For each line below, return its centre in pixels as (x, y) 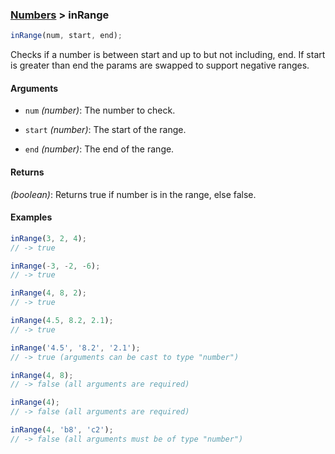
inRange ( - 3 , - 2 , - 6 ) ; (55, 266)
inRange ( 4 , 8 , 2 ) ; (48, 293)
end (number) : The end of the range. (99, 149)
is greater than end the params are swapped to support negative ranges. (160, 65)
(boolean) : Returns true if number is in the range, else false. (133, 194)
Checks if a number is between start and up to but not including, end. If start (168, 55)
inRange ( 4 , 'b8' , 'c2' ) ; (62, 430)
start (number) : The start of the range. (105, 130)
